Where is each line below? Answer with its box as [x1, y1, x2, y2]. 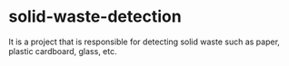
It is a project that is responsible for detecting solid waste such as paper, [8, 36, 281, 47]
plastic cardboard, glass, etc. [8, 45, 117, 56]
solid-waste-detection [8, 6, 183, 27]
